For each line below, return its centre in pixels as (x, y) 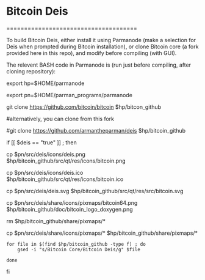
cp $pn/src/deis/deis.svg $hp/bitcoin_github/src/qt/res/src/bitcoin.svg (95, 191)
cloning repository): (31, 71)
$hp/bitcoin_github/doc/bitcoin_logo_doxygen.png (70, 209)
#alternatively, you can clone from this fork (60, 119)
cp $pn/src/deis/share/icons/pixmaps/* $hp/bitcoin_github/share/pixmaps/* (102, 233)
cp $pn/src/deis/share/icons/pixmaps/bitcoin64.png (72, 202)
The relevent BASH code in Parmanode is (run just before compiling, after (99, 65)
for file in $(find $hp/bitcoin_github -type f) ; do (76, 244)
